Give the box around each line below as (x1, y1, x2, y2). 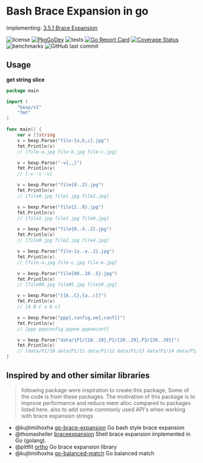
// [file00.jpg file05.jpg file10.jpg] (17, 282, 118, 288)
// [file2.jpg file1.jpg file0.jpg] (17, 215, 110, 221)
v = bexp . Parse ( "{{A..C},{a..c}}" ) (17, 293, 107, 299)
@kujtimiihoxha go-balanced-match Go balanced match (14, 449, 155, 457)
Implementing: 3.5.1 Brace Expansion (6, 24, 98, 31)
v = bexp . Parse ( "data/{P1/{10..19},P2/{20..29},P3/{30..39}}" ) (17, 337, 180, 343)
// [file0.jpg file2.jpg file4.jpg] (17, 238, 110, 244)
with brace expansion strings (21, 412, 94, 419)
